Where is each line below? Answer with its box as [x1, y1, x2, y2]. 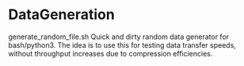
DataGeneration [8, 6, 115, 24]
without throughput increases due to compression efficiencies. [8, 49, 213, 58]
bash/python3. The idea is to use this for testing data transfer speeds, [8, 40, 236, 49]
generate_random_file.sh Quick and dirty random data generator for [8, 32, 230, 41]
